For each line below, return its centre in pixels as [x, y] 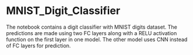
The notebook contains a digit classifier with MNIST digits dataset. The [92, 27]
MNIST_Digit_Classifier [63, 11]
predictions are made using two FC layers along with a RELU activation [92, 33]
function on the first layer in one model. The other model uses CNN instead [97, 39]
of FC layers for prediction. [39, 46]
